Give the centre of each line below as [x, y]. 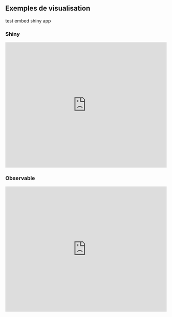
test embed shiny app [28, 20]
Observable [20, 178]
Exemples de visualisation [48, 8]
